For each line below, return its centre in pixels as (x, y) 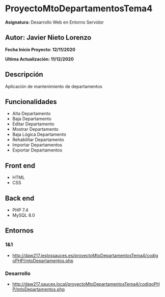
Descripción (24, 74)
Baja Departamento (32, 119)
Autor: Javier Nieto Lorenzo (48, 38)
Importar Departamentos (37, 145)
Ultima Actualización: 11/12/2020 (40, 59)
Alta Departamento (31, 114)
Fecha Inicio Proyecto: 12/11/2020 (40, 49)
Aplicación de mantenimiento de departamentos (54, 86)
